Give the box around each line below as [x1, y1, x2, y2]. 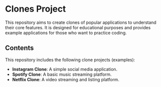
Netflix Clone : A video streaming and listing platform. [12, 76, 120, 82]
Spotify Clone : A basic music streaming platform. [12, 71, 112, 77]
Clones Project [5, 3, 66, 15]
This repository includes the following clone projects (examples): [5, 57, 135, 63]
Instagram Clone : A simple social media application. [12, 66, 118, 72]
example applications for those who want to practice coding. [5, 30, 127, 35]
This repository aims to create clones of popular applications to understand [5, 19, 157, 25]
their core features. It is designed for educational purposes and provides [5, 24, 151, 30]
